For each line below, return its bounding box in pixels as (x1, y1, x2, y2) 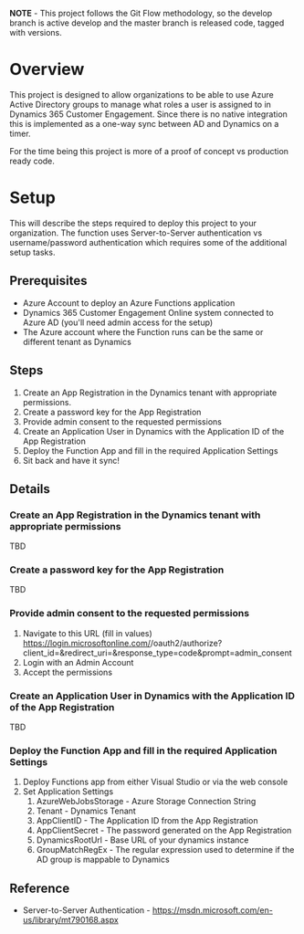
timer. (9, 128, 31, 139)
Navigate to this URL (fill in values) (22, 627, 152, 638)
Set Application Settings (22, 786, 114, 797)
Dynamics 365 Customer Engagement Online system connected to (22, 307, 274, 318)
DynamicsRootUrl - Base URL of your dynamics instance (36, 834, 249, 845)
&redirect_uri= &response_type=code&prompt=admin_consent (58, 647, 292, 658)
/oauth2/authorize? (150, 637, 223, 648)
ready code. (9, 155, 55, 166)
